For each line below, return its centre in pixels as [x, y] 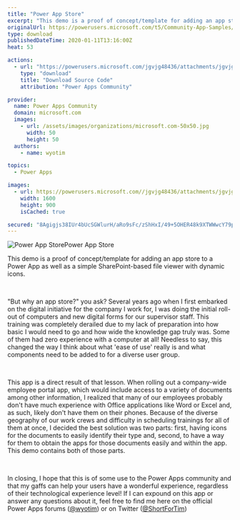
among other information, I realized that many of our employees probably [115, 398]
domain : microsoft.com [47, 113]
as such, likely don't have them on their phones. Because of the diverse [112, 413]
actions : [20, 60]
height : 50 [42, 139]
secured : [20, 225]
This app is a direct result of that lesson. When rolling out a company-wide [117, 382]
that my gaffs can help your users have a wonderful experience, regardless [118, 486]
